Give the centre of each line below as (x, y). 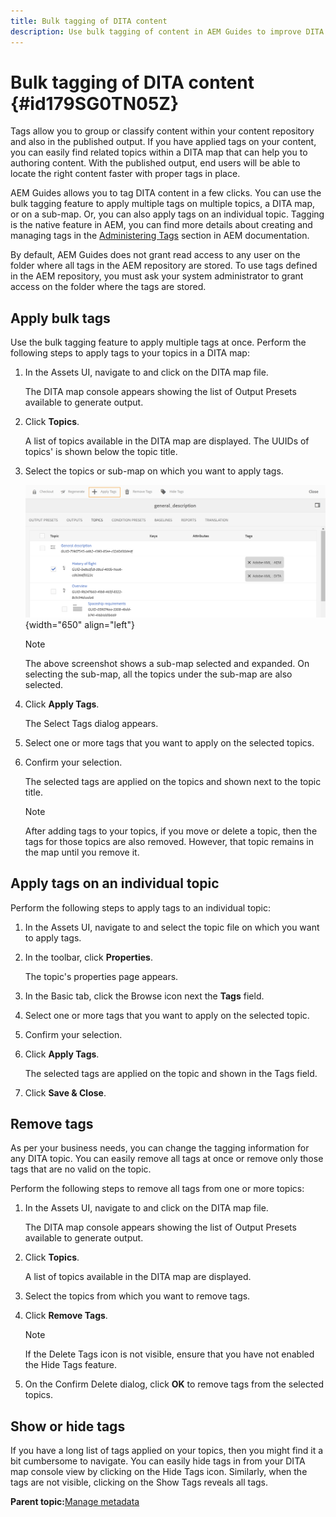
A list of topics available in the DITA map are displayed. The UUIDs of (167, 441)
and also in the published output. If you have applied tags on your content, (163, 142)
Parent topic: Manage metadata (75, 1502)
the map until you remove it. (82, 852)
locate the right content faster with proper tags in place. (125, 174)
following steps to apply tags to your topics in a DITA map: (130, 353)
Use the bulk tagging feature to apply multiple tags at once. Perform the (158, 342)
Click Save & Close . (65, 1092)
